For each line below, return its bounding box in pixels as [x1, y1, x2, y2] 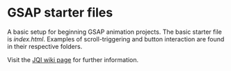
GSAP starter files [7, 5, 113, 21]
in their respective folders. [7, 42, 83, 50]
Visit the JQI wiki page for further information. [7, 55, 139, 63]
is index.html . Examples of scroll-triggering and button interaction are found [7, 34, 225, 43]
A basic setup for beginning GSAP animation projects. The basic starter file [7, 28, 223, 36]
